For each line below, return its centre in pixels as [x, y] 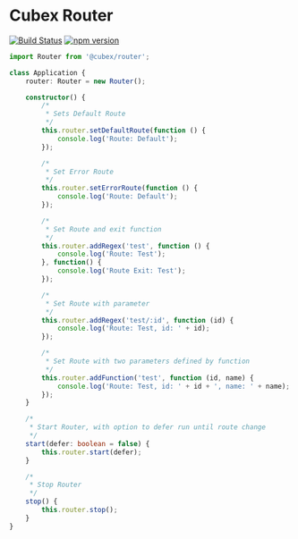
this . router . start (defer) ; [92, 452]
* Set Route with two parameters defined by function [148, 362]
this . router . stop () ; [80, 510]
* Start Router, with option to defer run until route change [148, 427]
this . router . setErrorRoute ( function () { [120, 189]
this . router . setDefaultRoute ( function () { [123, 131]
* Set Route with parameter [98, 303]
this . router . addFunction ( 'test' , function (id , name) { [148, 378]
